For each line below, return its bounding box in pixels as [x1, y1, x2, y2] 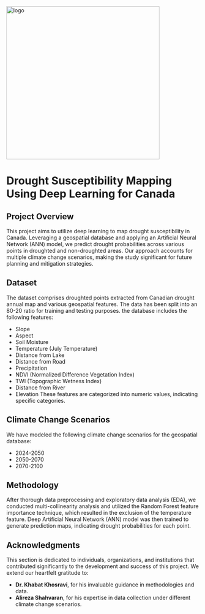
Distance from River [15, 384, 65, 391]
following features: [6, 313, 54, 321]
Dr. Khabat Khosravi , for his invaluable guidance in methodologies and [15, 581, 195, 588]
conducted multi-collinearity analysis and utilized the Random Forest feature [6, 503, 199, 510]
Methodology [6, 480, 59, 490]
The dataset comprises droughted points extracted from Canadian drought [6, 294, 195, 301]
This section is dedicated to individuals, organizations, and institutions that [6, 556, 195, 564]
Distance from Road [15, 358, 66, 365]
